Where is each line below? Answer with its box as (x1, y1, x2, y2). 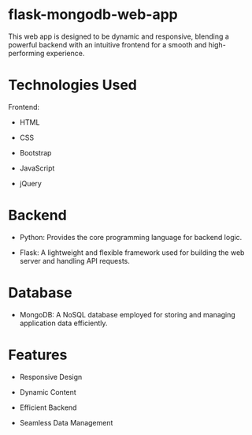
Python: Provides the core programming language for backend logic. (19, 232, 243, 242)
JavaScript (19, 163, 55, 173)
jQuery (19, 178, 42, 188)
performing (8, 48, 45, 58)
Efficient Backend (19, 403, 77, 412)
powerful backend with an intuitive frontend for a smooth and (8, 39, 207, 49)
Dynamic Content (19, 387, 76, 396)
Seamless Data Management (19, 418, 113, 427)
